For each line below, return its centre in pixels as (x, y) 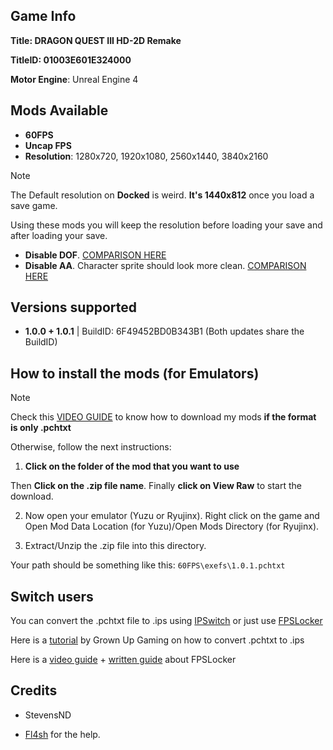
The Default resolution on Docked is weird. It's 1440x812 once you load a (162, 195)
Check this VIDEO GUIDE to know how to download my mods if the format (163, 417)
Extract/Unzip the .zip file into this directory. (115, 546)
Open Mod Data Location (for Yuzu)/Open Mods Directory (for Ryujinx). (172, 526)
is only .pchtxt (41, 428)
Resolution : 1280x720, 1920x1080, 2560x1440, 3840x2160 (146, 156)
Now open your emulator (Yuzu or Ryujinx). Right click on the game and (172, 516)
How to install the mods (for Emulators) (135, 373)
